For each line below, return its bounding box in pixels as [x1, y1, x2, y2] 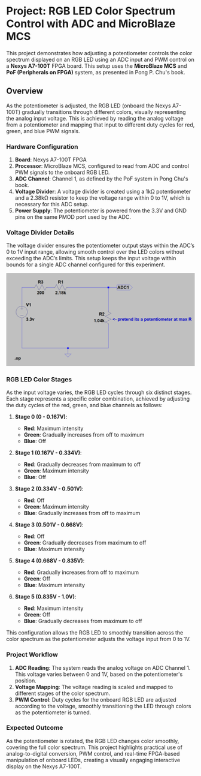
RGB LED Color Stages [6, 375, 72, 383]
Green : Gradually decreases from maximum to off [23, 539, 147, 546]
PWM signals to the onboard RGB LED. [14, 169, 110, 176]
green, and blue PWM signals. [6, 127, 80, 134]
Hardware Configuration [6, 142, 79, 151]
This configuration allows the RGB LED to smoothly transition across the [6, 629, 184, 636]
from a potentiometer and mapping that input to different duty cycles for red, [6, 121, 195, 128]
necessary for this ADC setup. [14, 201, 90, 208]
